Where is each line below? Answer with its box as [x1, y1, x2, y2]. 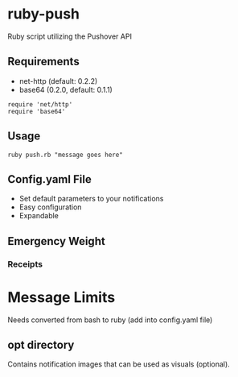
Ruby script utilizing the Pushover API [7, 31, 132, 41]
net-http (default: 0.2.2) [18, 76, 98, 85]
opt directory [7, 338, 75, 352]
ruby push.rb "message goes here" [7, 151, 124, 159]
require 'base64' [7, 107, 66, 115]
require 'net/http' [7, 100, 73, 109]
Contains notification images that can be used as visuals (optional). [7, 359, 230, 369]
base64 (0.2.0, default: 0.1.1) [18, 85, 113, 94]
